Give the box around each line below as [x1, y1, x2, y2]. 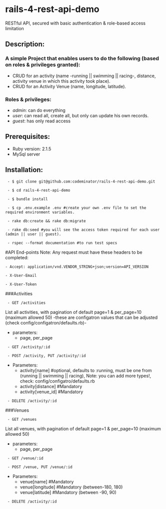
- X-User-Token [5, 282, 37, 287]
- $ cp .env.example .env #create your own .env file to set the [7, 205, 146, 210]
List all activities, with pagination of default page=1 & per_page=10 [5, 309, 141, 315]
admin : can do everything [12, 107, 66, 113]
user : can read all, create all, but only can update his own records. [12, 112, 149, 118]
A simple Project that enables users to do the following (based [5, 55, 159, 62]
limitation [5, 25, 24, 31]
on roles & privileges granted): [5, 61, 80, 68]
